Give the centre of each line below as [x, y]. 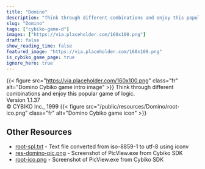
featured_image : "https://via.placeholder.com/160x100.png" [85, 52]
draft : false [23, 40]
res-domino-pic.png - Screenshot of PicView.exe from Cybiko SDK [99, 153]
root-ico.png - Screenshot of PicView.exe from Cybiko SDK [89, 160]
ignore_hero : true [30, 63]
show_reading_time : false [39, 46]
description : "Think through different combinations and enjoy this [95, 18]
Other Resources [39, 132]
